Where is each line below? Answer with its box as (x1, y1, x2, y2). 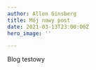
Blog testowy (7, 55, 46, 64)
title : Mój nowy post (7, 17, 71, 24)
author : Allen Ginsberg (7, 10, 77, 17)
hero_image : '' (7, 29, 52, 37)
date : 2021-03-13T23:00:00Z (7, 23, 90, 30)
